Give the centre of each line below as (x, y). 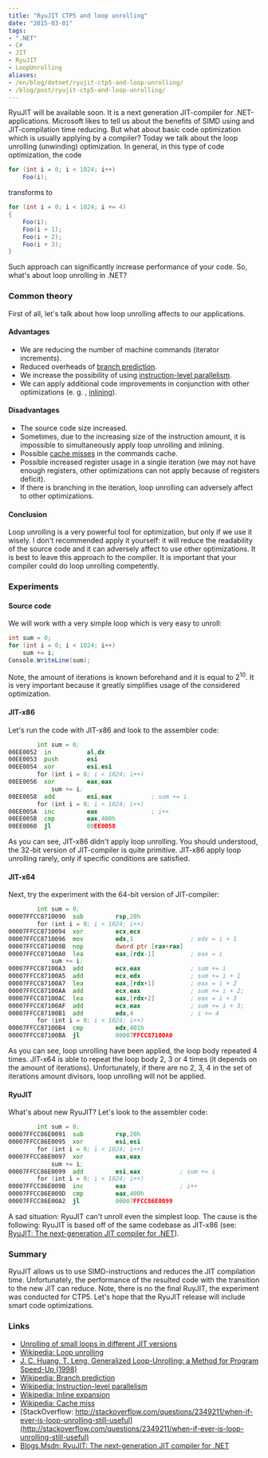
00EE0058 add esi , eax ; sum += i (98, 797)
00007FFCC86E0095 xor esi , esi (75, 1142)
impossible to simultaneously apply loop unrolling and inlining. (122, 445)
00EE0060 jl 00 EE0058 (62, 826)
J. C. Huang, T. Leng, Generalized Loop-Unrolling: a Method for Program (139, 1361)
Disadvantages (34, 410)
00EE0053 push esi (53, 760)
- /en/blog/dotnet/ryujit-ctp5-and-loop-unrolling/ (96, 82)
